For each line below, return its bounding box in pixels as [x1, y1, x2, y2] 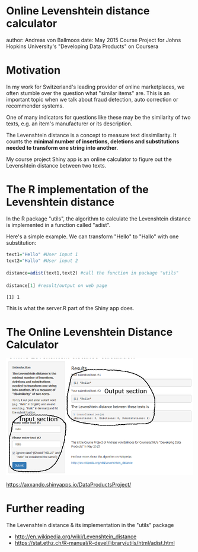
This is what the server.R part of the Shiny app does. [6, 305, 135, 312]
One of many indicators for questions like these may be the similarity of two [6, 113, 191, 121]
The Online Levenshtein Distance [6, 326, 173, 339]
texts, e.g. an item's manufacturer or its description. [6, 120, 133, 127]
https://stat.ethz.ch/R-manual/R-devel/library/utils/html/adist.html [14, 540, 175, 547]
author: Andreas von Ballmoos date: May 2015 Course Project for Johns [6, 36, 181, 43]
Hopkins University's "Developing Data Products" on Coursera [6, 43, 159, 50]
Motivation [6, 64, 61, 77]
